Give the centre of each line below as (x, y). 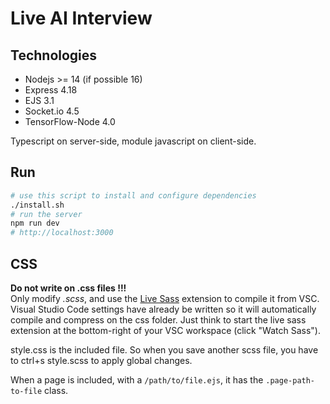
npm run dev (35, 223)
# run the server (46, 214)
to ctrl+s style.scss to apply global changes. (101, 360)
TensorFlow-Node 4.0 (70, 121)
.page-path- (290, 381)
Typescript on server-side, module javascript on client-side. (133, 141)
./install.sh (37, 205)
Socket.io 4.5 (52, 111)
